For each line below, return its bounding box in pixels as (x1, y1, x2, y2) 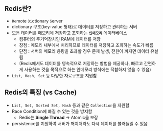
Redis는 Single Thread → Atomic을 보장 (19, 114, 98, 120)
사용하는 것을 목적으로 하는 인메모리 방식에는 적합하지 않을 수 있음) (24, 66, 151, 72)
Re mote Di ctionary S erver (11, 18, 63, 23)
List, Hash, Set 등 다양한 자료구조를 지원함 (11, 72, 97, 78)
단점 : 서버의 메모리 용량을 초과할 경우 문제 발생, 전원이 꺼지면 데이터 (19, 48, 150, 54)
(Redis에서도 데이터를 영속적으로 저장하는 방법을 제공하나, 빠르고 (19, 60, 143, 66)
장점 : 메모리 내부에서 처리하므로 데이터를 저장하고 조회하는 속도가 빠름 (19, 42, 154, 48)
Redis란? (4, 4, 32, 13)
